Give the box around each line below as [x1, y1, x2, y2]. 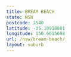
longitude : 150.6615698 [6, 31, 66, 37]
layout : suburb [6, 42, 44, 48]
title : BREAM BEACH [6, 8, 55, 15]
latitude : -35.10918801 [6, 25, 66, 31]
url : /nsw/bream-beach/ [6, 36, 66, 42]
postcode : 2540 [6, 20, 44, 26]
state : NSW [6, 14, 33, 20]
